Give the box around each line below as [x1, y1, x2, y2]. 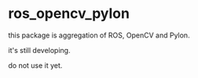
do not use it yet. [8, 60, 63, 70]
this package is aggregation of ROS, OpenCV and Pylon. [8, 30, 190, 40]
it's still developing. [8, 45, 71, 55]
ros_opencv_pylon [8, 5, 130, 23]
